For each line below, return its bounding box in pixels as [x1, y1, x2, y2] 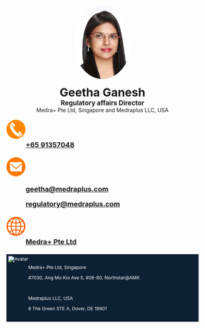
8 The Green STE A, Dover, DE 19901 [28, 305, 107, 312]
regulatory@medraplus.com [25, 199, 120, 208]
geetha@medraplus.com [25, 184, 109, 194]
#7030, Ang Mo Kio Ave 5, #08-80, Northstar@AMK [28, 274, 140, 281]
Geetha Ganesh [59, 85, 146, 100]
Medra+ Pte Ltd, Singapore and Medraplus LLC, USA [36, 106, 169, 114]
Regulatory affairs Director [60, 98, 145, 107]
